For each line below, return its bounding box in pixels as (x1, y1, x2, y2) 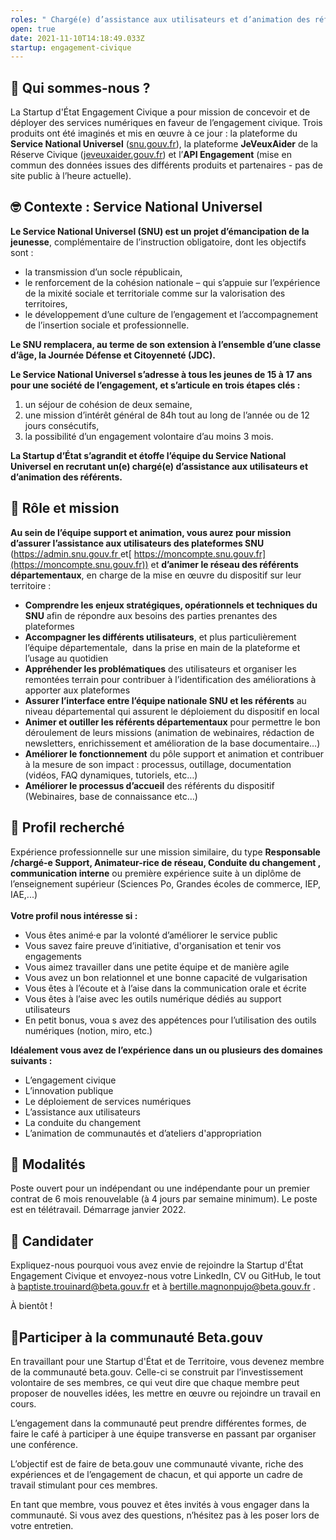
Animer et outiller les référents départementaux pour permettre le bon (24, 716, 321, 728)
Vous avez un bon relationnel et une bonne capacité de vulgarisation (24, 971, 308, 983)
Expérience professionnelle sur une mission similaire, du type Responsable (10, 846, 321, 858)
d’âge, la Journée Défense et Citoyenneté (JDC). (10, 349, 216, 361)
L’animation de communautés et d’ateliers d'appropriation (24, 1127, 262, 1139)
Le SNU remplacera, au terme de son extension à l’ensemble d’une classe (10, 338, 322, 350)
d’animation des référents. (10, 471, 123, 483)
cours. (10, 1397, 37, 1410)
